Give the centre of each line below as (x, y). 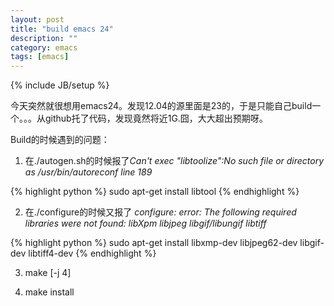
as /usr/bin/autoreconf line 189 (88, 172)
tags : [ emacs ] (40, 57)
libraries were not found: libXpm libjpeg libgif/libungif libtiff (145, 223)
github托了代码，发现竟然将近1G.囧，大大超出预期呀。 (156, 118)
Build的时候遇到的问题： (60, 140)
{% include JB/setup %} (60, 85)
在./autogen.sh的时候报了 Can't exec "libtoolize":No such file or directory (174, 161)
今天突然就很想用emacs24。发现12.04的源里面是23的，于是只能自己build (161, 106)
